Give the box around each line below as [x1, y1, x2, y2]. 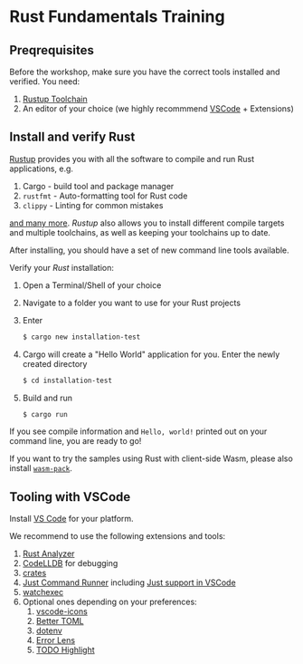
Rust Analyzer [22, 548, 75, 559]
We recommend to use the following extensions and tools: [9, 531, 226, 542]
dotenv [35, 625, 63, 636]
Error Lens [35, 635, 75, 646]
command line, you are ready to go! [9, 436, 142, 447]
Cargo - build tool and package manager [22, 180, 175, 191]
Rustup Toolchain [22, 93, 88, 104]
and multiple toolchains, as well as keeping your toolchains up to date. [9, 226, 271, 237]
